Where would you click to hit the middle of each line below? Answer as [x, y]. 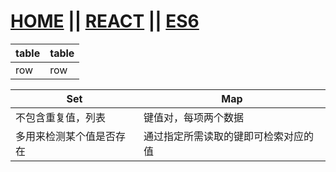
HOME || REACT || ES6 [105, 21]
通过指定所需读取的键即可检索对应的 [228, 136]
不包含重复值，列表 [61, 117]
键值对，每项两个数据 [193, 117]
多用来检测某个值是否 [66, 136]
